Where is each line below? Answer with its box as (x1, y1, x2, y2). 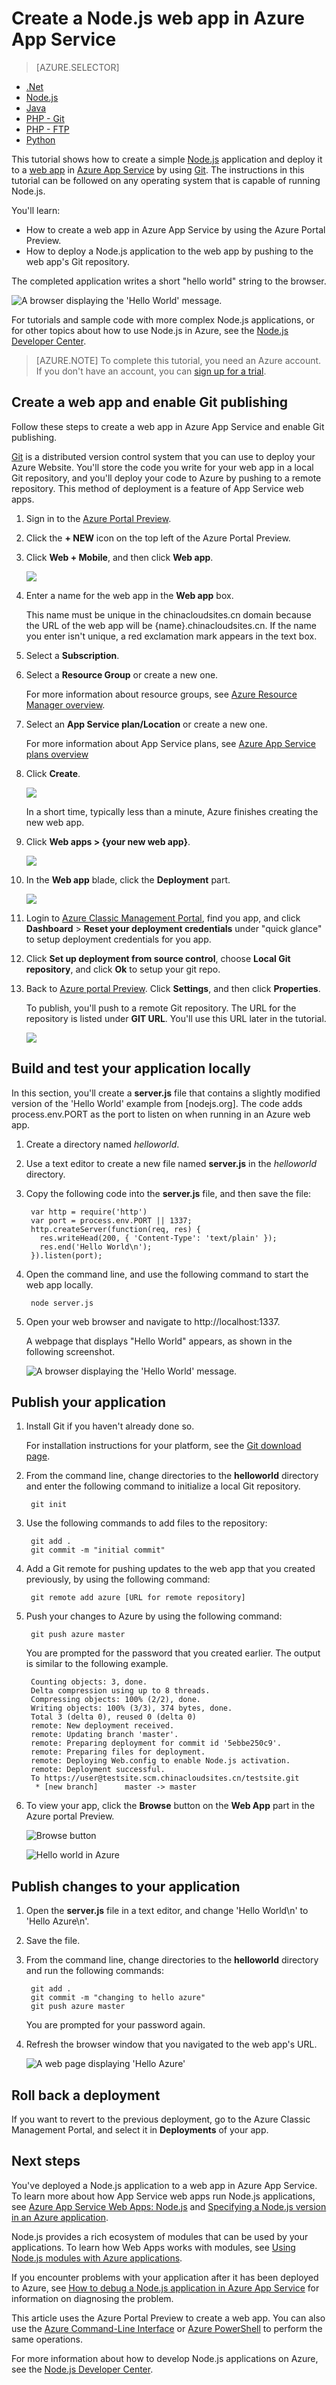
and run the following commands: (25, 1965, 164, 1977)
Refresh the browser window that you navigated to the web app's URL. (25, 2038, 318, 2051)
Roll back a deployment (11, 2087, 161, 2104)
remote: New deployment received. (30, 1721, 175, 1731)
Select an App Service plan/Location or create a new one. (25, 718, 268, 730)
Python (25, 133, 56, 146)
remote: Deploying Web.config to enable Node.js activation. (30, 1756, 291, 1766)
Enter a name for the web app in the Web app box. (25, 589, 234, 601)
